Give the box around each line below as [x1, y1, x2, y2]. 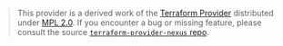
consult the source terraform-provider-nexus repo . [16, 27, 210, 37]
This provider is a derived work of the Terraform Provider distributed [16, 8, 274, 18]
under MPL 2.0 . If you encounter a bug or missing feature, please [16, 17, 262, 28]
